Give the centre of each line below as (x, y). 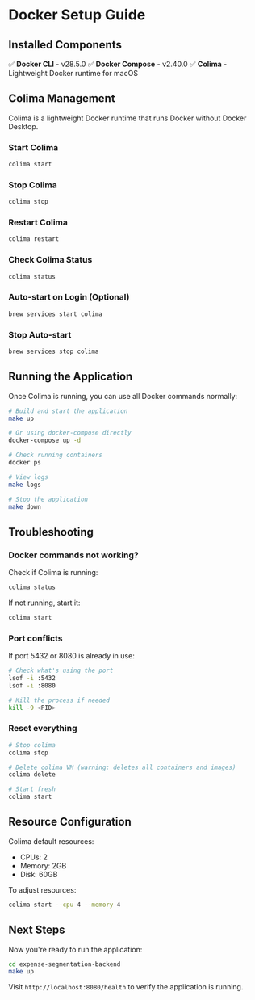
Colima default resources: (51, 841)
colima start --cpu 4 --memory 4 (65, 905)
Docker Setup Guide (77, 15)
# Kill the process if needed (59, 700)
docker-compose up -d (45, 441)
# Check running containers (56, 455)
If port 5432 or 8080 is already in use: (71, 656)
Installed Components (65, 45)
